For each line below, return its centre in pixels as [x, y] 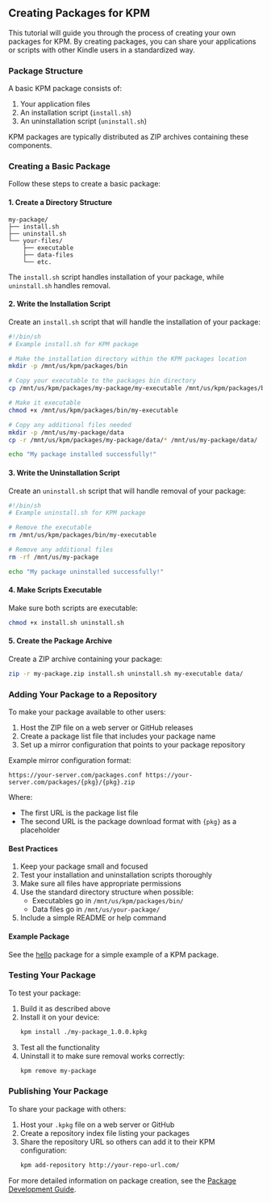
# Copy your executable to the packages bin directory [102, 381]
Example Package [39, 936]
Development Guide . [42, 1189]
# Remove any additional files [61, 550]
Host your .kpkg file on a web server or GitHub [97, 1125]
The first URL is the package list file [79, 813]
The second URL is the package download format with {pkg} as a [128, 822]
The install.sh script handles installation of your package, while [116, 277]
